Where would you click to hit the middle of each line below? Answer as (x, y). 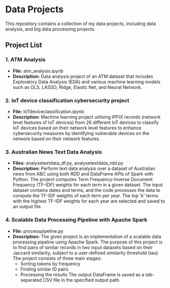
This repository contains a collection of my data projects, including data (81, 24)
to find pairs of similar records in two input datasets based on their (83, 247)
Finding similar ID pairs (44, 269)
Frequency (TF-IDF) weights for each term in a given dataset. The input (88, 185)
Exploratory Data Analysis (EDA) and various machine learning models (87, 82)
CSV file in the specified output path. (82, 280)
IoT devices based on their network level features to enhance (77, 128)
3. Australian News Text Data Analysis (54, 152)
